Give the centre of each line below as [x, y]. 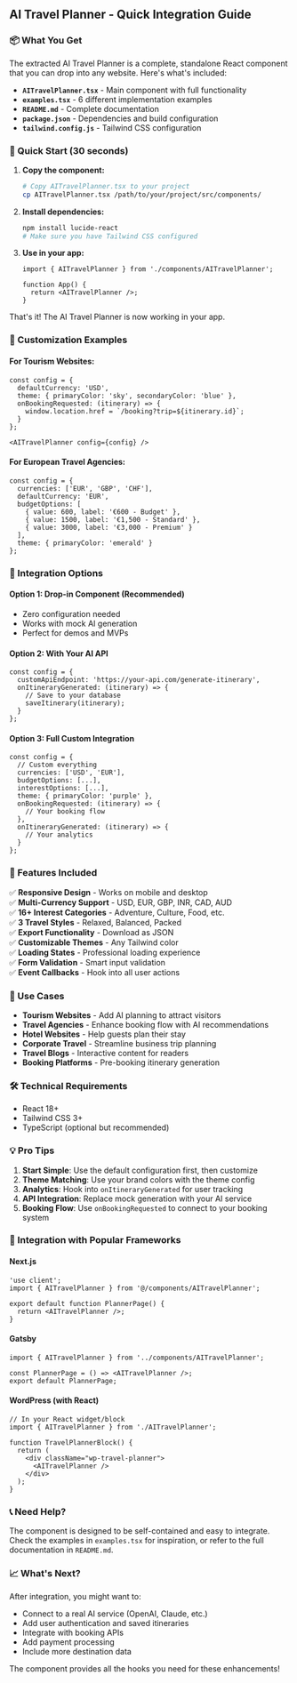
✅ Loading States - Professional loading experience [105, 952]
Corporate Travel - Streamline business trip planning [119, 1043]
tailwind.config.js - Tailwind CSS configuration [112, 127]
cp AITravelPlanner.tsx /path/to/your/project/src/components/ [142, 195]
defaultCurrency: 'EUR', [63, 496]
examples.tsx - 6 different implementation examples [117, 99]
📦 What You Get [46, 41]
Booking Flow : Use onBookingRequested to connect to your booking [144, 1207]
